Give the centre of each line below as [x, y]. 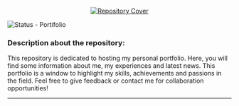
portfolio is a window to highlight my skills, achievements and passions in [115, 73]
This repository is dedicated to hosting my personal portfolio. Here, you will [117, 58]
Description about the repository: [67, 42]
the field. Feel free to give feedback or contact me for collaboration [106, 81]
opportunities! [28, 88]
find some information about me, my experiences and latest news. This [111, 66]
